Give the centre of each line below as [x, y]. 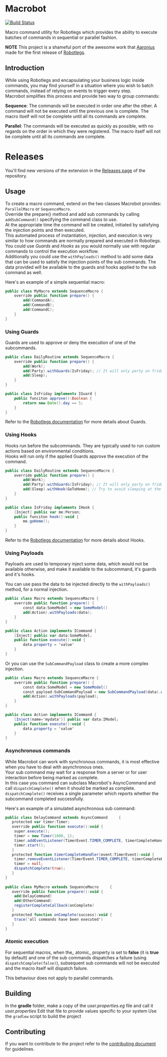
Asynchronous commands [38, 751]
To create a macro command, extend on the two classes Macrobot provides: [83, 203]
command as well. [24, 272]
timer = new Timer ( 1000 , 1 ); [44, 836]
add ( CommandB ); [39, 305]
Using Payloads [24, 553]
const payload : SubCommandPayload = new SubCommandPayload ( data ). [92, 692]
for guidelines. [20, 1049]
